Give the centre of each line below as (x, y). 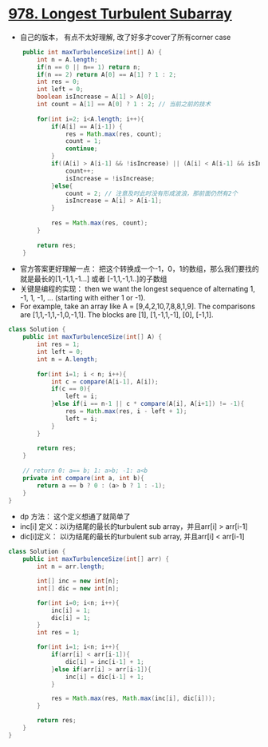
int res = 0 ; (59, 82)
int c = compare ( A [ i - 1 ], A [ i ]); (104, 381)
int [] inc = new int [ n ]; (78, 581)
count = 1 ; (83, 141)
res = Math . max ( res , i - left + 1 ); (126, 411)
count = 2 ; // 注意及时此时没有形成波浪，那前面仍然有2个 (151, 193)
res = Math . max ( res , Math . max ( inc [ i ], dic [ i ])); (133, 699)
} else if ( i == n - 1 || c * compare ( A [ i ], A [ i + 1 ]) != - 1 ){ (148, 404)
